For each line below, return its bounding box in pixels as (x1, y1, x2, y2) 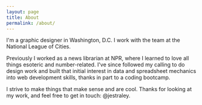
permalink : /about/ (6, 20, 56, 26)
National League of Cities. (6, 43, 71, 50)
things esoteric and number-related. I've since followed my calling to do (6, 61, 186, 68)
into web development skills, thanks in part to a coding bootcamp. (6, 74, 171, 81)
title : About (6, 14, 39, 21)
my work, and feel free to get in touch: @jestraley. (6, 92, 131, 100)
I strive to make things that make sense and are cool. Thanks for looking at (6, 86, 192, 93)
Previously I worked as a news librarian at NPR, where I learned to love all (6, 55, 189, 62)
